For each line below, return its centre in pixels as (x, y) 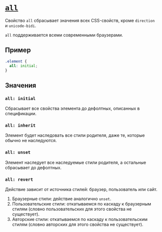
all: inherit (20, 125)
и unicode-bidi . (21, 26)
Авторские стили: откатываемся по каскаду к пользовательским (80, 219)
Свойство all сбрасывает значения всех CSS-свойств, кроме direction (80, 20)
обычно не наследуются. (31, 141)
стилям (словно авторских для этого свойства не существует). (78, 224)
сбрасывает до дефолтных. (33, 167)
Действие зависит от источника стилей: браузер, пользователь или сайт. (81, 189)
